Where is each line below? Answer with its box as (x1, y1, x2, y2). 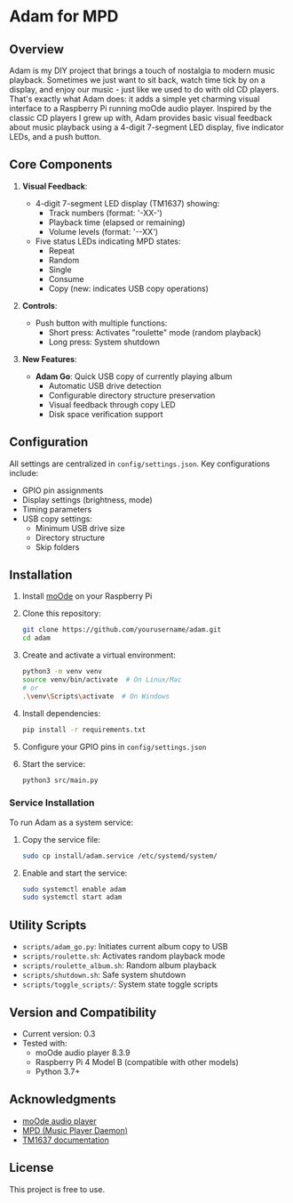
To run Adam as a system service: (9, 817, 134, 828)
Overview (9, 42, 65, 57)
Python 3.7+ (35, 1066, 81, 1077)
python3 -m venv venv (21, 667, 103, 676)
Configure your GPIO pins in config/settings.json (21, 741, 207, 752)
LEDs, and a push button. (9, 132, 102, 141)
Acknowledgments (9, 1092, 117, 1107)
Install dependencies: (21, 707, 101, 718)
